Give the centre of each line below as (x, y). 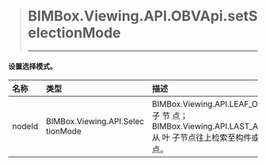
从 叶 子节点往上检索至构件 (201, 138)
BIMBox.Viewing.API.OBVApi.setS (142, 16)
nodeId (25, 126)
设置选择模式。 (32, 66)
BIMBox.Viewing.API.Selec (95, 122)
